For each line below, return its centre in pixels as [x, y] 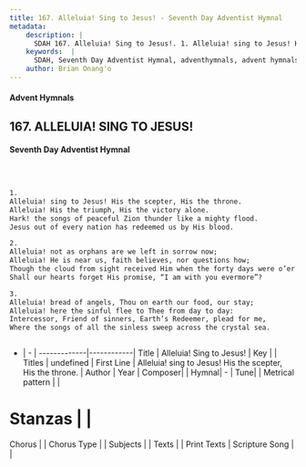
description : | [55, 35]
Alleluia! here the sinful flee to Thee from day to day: [122, 311]
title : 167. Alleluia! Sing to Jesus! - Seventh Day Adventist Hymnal [146, 18]
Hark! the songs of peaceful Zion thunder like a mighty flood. [134, 218]
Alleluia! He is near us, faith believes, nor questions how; [130, 261]
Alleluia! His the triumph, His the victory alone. [109, 210]
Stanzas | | [51, 419]
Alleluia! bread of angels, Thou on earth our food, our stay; [132, 302]
